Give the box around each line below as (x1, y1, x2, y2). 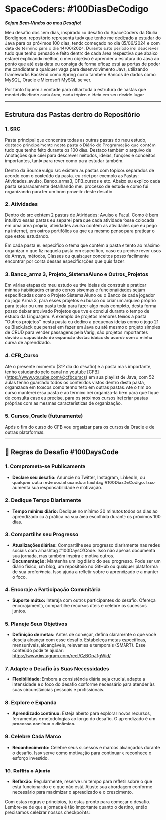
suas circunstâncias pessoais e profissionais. (12, 686, 105, 692)
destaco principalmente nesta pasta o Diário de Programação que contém (5, 142, 156, 148)
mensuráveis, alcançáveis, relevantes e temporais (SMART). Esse (12, 642, 146, 648)
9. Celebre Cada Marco (5, 733, 62, 740)
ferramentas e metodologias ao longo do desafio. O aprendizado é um (12, 716, 156, 722)
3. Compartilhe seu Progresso (5, 531, 79, 538)
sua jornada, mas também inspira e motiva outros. (12, 553, 115, 559)
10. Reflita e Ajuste (5, 767, 51, 774)
